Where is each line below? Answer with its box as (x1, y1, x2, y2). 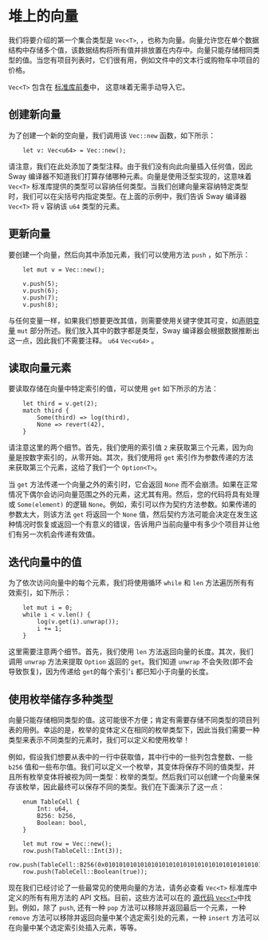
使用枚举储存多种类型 (8, 692, 113, 706)
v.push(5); (22, 280, 59, 288)
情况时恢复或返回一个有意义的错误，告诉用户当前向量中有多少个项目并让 (14, 520, 253, 529)
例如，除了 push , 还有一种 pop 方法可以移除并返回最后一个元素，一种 (22, 903, 246, 912)
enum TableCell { (22, 798, 81, 806)
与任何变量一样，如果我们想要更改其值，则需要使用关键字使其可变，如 (8, 315, 239, 325)
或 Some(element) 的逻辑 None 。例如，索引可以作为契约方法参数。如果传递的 (8, 500, 257, 510)
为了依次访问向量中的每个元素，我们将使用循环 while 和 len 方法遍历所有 (8, 578, 248, 588)
